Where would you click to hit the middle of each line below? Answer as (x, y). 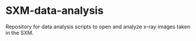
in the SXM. (19, 32)
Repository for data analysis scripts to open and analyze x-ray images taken (98, 27)
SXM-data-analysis (55, 11)
